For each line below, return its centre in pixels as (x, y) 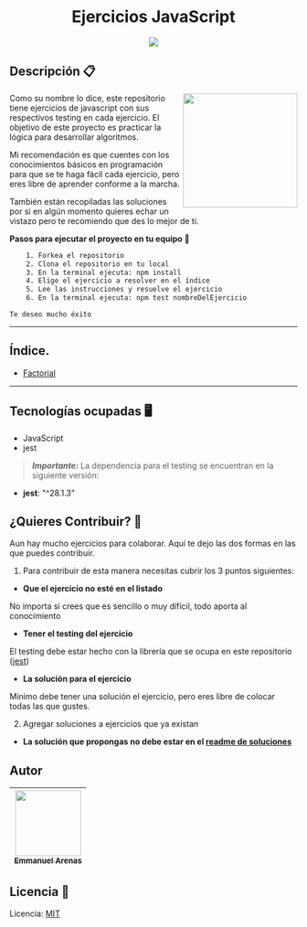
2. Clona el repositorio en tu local (98, 264)
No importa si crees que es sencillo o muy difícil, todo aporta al (128, 606)
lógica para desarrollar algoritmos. (74, 137)
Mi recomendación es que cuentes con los (90, 154)
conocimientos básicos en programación (86, 164)
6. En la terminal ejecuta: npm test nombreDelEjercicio (137, 298)
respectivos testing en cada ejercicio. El (85, 117)
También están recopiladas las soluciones (88, 201)
